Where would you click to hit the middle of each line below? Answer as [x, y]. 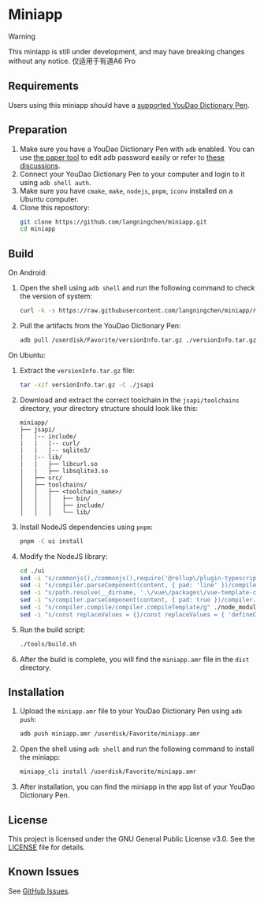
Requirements [43, 86]
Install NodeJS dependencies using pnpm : [86, 527]
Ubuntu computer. [49, 199]
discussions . [40, 165]
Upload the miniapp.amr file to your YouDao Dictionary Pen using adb [131, 711]
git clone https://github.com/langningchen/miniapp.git [113, 222]
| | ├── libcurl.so [59, 464]
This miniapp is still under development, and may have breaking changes [126, 51]
